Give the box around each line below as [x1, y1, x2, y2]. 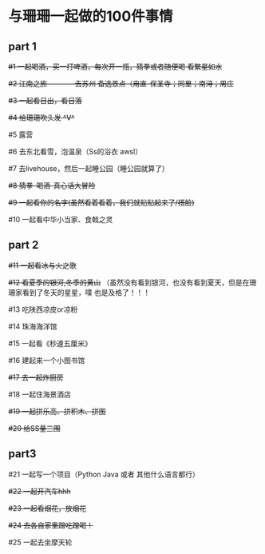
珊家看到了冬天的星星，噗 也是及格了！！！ [8, 287, 150, 297]
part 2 [8, 238, 39, 252]
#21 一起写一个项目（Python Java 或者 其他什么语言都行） [8, 469, 200, 479]
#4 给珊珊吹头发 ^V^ [8, 113, 75, 122]
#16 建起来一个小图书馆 [8, 355, 85, 365]
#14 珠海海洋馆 [8, 321, 57, 331]
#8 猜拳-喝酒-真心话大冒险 [8, 181, 96, 190]
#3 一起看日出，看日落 [8, 96, 82, 105]
